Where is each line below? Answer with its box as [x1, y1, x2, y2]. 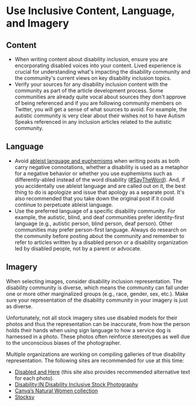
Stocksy [14, 393, 35, 400]
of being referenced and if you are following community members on [14, 100, 182, 107]
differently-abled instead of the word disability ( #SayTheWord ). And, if [14, 176, 185, 183]
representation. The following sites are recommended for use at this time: [6, 357, 184, 364]
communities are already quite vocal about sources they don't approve [14, 93, 187, 100]
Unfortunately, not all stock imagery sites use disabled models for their [6, 314, 178, 321]
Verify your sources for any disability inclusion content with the [14, 81, 168, 88]
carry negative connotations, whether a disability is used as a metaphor [14, 163, 188, 170]
